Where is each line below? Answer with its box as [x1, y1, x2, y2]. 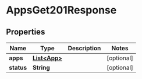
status [9, 64, 27, 71]
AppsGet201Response [6, 4, 117, 17]
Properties [6, 27, 45, 37]
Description [68, 44, 101, 52]
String [32, 64, 51, 71]
